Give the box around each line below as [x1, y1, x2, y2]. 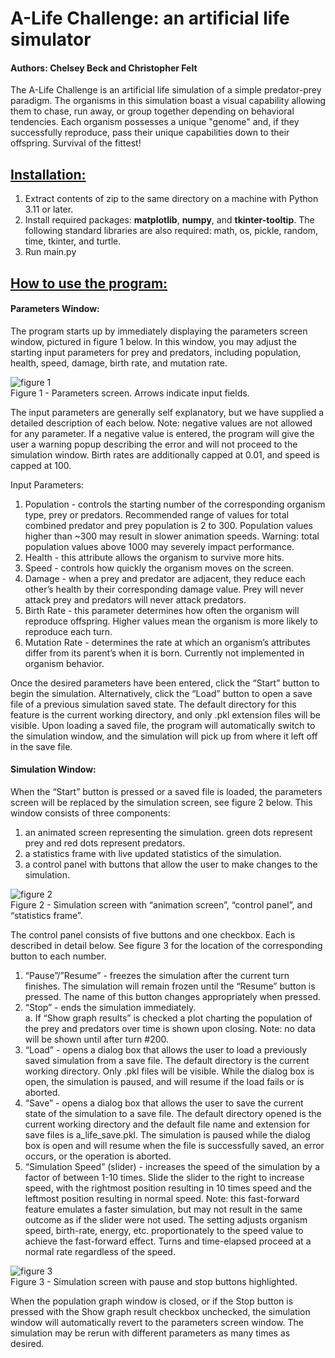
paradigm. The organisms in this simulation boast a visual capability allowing [10, 95, 326, 107]
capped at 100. [10, 459, 72, 471]
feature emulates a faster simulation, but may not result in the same [24, 1203, 303, 1215]
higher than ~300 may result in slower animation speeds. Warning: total [24, 530, 320, 542]
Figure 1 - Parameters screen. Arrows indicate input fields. [10, 387, 250, 399]
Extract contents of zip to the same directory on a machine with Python [24, 193, 319, 205]
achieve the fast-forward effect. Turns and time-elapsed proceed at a [24, 1235, 312, 1247]
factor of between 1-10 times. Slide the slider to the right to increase [24, 1172, 305, 1183]
